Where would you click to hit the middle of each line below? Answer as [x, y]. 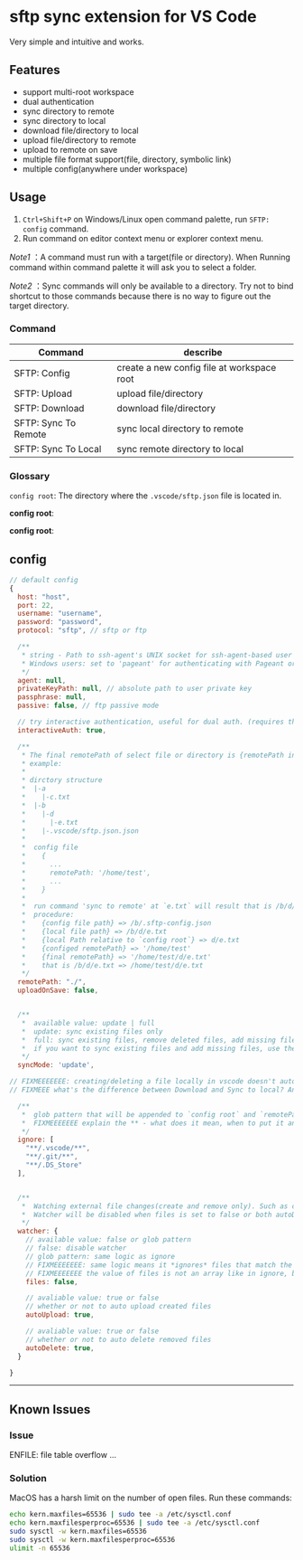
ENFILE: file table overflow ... [63, 1455]
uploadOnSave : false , [58, 991]
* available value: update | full [88, 1023]
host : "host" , [44, 597]
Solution [28, 1479]
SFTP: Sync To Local [58, 449]
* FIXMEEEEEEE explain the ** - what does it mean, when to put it [152, 1123]
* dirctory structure [62, 780]
